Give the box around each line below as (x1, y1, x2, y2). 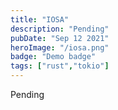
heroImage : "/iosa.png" (10, 42, 110, 53)
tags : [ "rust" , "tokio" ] (10, 61, 110, 71)
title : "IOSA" (10, 14, 70, 25)
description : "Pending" (10, 24, 110, 34)
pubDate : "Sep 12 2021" (10, 33, 110, 43)
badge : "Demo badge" (10, 52, 97, 62)
